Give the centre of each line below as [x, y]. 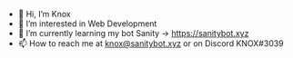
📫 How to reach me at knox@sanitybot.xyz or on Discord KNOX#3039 [151, 43]
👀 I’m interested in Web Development [87, 24]
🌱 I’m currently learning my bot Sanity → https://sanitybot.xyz [133, 33]
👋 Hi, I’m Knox [44, 14]
